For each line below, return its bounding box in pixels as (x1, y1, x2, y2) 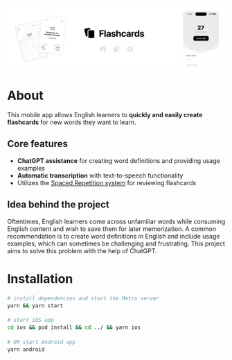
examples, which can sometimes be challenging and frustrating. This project (7, 239, 225, 248)
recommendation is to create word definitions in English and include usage (7, 232, 220, 240)
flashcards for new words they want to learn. (7, 118, 136, 126)
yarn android (7, 345, 45, 353)
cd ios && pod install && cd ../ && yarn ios (7, 324, 141, 331)
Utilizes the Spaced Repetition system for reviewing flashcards (17, 178, 197, 187)
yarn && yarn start (7, 302, 64, 309)
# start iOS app (7, 317, 54, 324)
